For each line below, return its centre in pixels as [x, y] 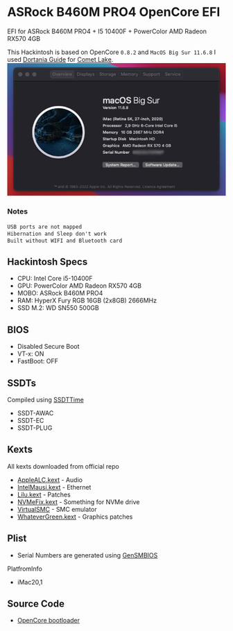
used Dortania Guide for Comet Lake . [60, 59]
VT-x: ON [31, 354]
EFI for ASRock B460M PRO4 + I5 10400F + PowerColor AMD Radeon [107, 31]
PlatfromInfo [25, 569]
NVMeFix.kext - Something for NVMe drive [78, 502]
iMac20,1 [30, 582]
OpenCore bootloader [48, 621]
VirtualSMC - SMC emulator [57, 509]
